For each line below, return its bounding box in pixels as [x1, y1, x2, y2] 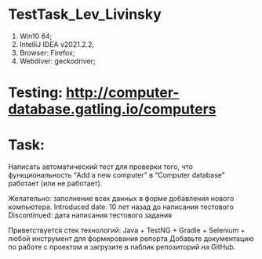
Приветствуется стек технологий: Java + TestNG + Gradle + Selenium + [8, 225, 246, 236]
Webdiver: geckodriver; [19, 56, 96, 66]
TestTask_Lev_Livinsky [8, 5, 162, 23]
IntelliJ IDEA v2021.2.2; [19, 39, 95, 49]
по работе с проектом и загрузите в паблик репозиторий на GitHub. [8, 243, 236, 252]
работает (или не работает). [8, 178, 103, 189]
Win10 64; [19, 31, 53, 41]
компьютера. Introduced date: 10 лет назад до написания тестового [8, 202, 234, 212]
